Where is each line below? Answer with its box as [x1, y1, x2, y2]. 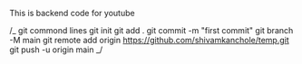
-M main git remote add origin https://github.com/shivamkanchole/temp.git [9, 35, 290, 45]
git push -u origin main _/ [9, 44, 103, 55]
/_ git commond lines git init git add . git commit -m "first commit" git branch [9, 25, 294, 35]
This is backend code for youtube [9, 8, 135, 18]
